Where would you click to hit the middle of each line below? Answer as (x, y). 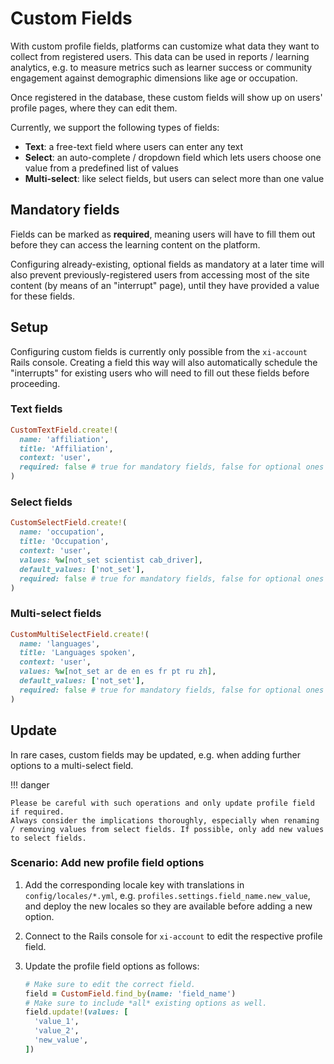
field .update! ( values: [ (76, 1012)
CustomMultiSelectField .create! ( (80, 634)
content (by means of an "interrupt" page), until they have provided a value (165, 285)
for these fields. (43, 296)
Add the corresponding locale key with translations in (134, 884)
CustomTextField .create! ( (64, 430)
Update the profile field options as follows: (112, 966)
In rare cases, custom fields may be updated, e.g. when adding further (155, 754)
